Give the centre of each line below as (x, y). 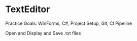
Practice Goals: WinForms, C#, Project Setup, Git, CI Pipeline (69, 23)
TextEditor (28, 9)
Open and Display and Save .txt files (43, 33)
